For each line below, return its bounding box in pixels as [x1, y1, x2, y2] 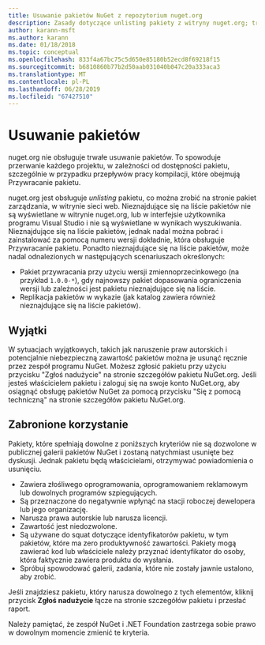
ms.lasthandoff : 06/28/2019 [8, 85, 101, 93]
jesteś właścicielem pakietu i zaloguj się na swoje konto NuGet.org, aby [8, 379, 241, 387]
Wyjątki [8, 323, 47, 337]
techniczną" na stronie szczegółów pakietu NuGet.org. [8, 395, 185, 404]
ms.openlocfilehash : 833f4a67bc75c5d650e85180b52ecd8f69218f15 [8, 56, 221, 64]
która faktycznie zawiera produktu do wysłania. [19, 555, 174, 564]
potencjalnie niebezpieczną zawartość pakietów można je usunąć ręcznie [8, 353, 248, 362]
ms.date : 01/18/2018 [8, 41, 77, 49]
